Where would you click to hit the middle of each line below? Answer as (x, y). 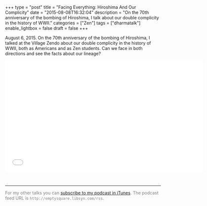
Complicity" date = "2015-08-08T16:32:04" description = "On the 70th (77, 12)
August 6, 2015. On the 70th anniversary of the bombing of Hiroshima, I (78, 38)
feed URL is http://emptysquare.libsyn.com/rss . (55, 198)
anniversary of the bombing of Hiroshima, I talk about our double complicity (82, 18)
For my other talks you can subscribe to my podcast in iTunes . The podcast (82, 193)
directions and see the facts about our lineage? (53, 53)
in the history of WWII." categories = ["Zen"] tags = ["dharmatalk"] (73, 23)
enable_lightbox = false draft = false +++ (47, 28)
